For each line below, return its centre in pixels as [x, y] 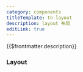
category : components [34, 12]
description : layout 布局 [38, 23]
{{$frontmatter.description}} [42, 46]
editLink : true [26, 29]
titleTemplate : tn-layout [39, 18]
